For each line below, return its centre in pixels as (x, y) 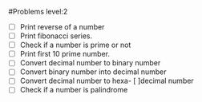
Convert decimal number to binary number (90, 63)
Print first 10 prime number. (65, 54)
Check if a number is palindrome (74, 90)
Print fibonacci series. (56, 36)
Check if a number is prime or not (75, 45)
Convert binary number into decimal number (93, 72)
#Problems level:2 (38, 12)
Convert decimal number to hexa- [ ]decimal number (107, 81)
